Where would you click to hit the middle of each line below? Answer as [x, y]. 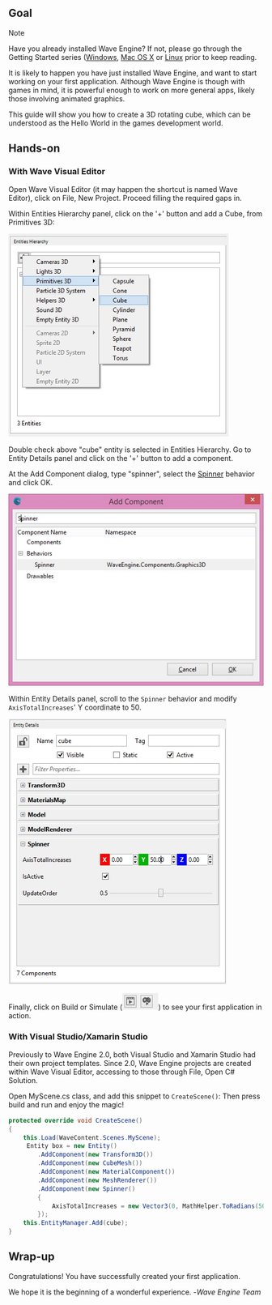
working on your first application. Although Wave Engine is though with [127, 81]
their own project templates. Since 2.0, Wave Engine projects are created [130, 1063]
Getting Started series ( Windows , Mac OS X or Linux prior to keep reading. [133, 57]
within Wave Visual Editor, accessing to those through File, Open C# [122, 1072]
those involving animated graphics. [67, 98]
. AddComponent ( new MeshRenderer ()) [98, 1180]
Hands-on [34, 149]
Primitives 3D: [32, 222]
